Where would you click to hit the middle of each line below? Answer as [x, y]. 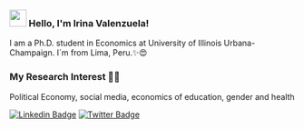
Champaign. [32, 53]
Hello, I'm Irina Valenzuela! [89, 23]
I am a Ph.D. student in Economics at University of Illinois [116, 43]
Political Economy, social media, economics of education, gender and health [152, 96]
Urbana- [240, 43]
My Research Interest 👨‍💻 [65, 77]
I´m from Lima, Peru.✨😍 [102, 53]
